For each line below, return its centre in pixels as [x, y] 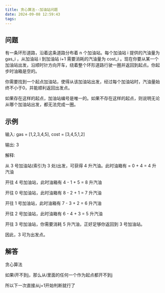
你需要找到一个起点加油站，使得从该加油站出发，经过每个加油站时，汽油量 [80, 82]
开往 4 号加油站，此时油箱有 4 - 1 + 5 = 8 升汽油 [54, 182]
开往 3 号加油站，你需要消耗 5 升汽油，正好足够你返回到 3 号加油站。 [75, 224]
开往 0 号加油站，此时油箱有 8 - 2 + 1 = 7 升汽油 [53, 193]
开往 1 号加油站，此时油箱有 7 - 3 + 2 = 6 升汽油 [53, 203]
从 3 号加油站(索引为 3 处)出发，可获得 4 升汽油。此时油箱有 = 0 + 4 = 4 [78, 166]
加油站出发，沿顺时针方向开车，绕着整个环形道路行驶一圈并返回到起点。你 [80, 65]
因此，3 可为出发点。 [27, 235]
